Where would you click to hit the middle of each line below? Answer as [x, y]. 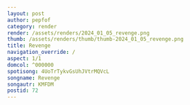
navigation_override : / [41, 52]
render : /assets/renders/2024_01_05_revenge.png [78, 33]
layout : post [26, 13]
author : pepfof [29, 20]
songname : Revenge [34, 78]
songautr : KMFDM [30, 84]
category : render [32, 26]
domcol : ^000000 [30, 65]
